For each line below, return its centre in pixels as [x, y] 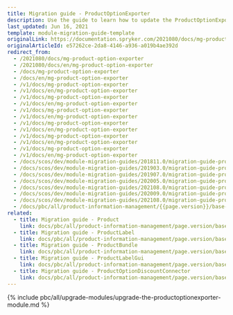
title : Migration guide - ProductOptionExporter [79, 13]
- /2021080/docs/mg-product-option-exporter [79, 59]
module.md [23, 305]
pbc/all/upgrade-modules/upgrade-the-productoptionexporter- [130, 297]
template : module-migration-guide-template [71, 33]
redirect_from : [29, 53]
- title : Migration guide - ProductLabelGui [79, 258]
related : [20, 213]
